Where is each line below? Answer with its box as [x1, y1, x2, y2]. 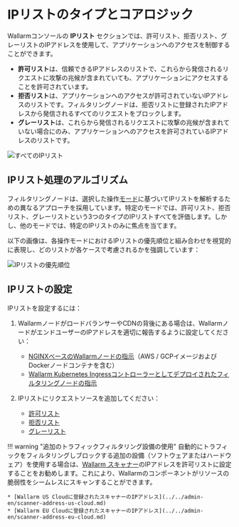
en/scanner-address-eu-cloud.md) [7, 513, 107, 521]
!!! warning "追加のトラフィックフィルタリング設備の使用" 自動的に [7, 442, 203, 451]
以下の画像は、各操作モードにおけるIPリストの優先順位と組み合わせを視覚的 [7, 236, 231, 245]
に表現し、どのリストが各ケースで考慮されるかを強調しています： [7, 245, 201, 254]
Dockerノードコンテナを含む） [28, 361, 119, 369]
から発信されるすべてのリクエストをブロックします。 [30, 109, 185, 118]
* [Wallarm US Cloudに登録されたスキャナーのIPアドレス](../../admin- [7, 493, 204, 501]
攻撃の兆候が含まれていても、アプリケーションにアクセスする [48, 73, 229, 82]
